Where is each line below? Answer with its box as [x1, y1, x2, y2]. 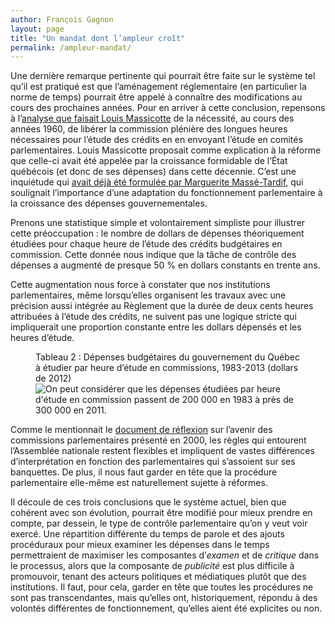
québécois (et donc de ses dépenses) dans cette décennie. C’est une [10, 166, 297, 178]
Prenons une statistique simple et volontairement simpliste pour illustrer [10, 217, 306, 229]
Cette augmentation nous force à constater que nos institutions [10, 279, 271, 291]
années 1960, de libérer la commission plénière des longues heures [10, 123, 288, 135]
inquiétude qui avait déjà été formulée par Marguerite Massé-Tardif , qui [10, 176, 304, 188]
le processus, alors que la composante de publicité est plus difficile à [10, 560, 295, 572]
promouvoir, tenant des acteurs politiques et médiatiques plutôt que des [10, 571, 307, 583]
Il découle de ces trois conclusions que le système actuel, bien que [10, 496, 287, 508]
